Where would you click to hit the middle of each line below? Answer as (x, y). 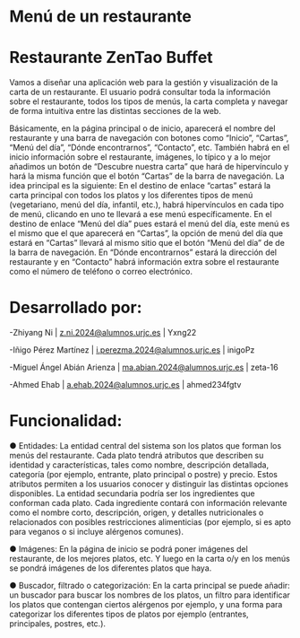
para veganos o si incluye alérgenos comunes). (97, 532)
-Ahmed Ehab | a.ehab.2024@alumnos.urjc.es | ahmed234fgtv (125, 385)
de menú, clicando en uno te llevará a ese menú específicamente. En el (141, 214)
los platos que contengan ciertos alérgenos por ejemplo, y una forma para (146, 604)
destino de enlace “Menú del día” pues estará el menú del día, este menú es (150, 224)
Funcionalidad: (66, 421)
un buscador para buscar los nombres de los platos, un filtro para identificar (150, 595)
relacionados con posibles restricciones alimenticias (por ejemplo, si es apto (150, 522)
